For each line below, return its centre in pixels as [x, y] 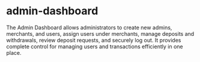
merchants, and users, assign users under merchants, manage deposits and [100, 33]
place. [14, 52]
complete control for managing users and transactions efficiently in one [95, 46]
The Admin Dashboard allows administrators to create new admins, [89, 27]
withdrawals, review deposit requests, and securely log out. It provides [94, 40]
